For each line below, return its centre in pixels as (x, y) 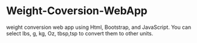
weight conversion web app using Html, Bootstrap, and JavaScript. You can (99, 27)
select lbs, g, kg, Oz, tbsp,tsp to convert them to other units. (80, 33)
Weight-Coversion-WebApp (77, 11)
